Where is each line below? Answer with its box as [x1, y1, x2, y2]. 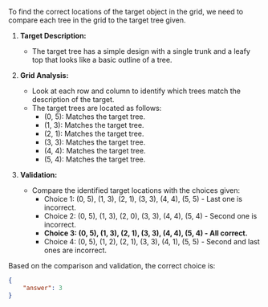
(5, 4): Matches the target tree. [43, 154, 146, 164]
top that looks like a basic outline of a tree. [31, 55, 173, 64]
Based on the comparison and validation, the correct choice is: [8, 261, 216, 270]
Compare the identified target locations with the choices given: [31, 186, 241, 195]
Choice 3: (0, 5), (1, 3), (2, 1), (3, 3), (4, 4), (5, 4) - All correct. [43, 228, 248, 238]
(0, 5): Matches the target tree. [43, 112, 146, 121]
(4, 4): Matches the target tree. [43, 146, 146, 155]
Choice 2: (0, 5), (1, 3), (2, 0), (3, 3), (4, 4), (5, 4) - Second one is [43, 211, 258, 220]
